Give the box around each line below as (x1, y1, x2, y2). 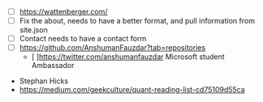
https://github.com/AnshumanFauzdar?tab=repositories (19, 43, 206, 53)
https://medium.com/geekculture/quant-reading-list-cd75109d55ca (19, 85, 245, 95)
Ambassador (31, 61, 75, 70)
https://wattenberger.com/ (19, 7, 108, 16)
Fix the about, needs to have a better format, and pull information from (19, 16, 255, 26)
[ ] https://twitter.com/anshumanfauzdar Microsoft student (31, 52, 225, 62)
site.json (19, 25, 48, 35)
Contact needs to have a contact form (19, 34, 147, 44)
